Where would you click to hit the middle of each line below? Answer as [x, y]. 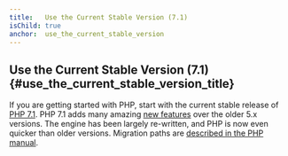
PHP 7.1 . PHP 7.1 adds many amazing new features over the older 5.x [133, 114]
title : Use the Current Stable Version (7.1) [99, 17]
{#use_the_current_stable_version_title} [122, 84]
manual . [23, 143]
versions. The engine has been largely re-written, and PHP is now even [139, 124]
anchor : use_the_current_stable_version [87, 34]
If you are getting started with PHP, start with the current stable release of [144, 105]
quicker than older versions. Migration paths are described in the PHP [136, 133]
